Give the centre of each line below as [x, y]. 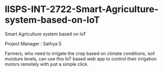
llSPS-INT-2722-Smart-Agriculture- [82, 9]
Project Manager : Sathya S [33, 43]
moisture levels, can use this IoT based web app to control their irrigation [81, 58]
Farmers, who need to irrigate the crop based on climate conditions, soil [80, 53]
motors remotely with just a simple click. [47, 64]
